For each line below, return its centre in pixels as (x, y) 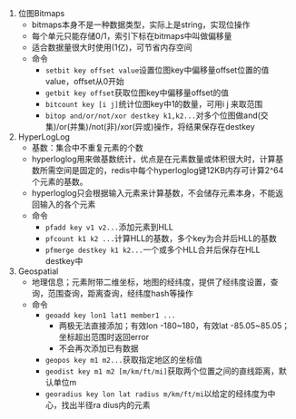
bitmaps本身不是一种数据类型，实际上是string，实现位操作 (141, 24)
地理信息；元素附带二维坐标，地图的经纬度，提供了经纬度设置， (151, 282)
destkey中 (64, 261)
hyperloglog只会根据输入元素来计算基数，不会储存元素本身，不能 (153, 193)
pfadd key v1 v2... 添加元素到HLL (109, 227)
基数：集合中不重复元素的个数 (87, 147)
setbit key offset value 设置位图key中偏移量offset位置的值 (157, 70)
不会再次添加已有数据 (99, 348)
